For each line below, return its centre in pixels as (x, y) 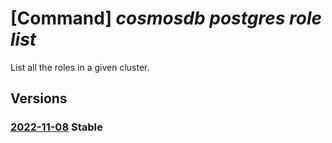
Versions (39, 98)
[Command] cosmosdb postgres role (166, 18)
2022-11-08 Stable (56, 127)
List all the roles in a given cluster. (80, 67)
